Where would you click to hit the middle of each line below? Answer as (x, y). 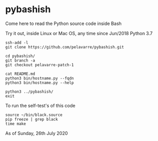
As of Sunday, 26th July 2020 (36, 133)
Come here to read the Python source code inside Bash (63, 23)
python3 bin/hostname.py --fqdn (39, 78)
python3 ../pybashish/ (29, 92)
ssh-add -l (17, 43)
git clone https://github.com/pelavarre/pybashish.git (65, 47)
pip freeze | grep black (32, 119)
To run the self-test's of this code (40, 105)
